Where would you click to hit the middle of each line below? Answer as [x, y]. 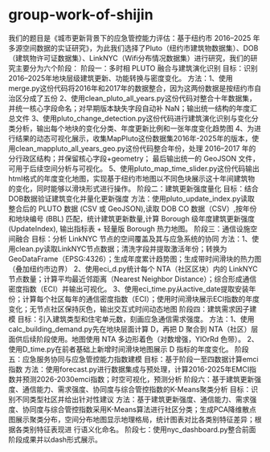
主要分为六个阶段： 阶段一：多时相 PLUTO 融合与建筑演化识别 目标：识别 [137, 68]
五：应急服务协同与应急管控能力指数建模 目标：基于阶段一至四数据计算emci [133, 359]
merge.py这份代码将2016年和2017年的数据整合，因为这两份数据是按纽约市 [131, 88]
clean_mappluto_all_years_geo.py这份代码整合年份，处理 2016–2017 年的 [135, 148]
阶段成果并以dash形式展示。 [55, 439]
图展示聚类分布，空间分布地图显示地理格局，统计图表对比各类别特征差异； [131, 419]
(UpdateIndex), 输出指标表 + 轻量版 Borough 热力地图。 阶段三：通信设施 [129, 228]
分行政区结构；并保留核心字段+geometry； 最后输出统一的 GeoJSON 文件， [134, 158]
